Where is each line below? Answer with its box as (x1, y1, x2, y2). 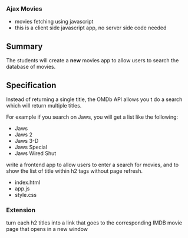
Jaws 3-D (14, 137, 39, 144)
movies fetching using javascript (14, 18, 94, 25)
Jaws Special (14, 143, 47, 150)
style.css (14, 191, 37, 198)
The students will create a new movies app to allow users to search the (6, 57, 179, 64)
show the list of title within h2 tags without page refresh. (6, 167, 143, 175)
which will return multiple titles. (6, 102, 82, 109)
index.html (14, 179, 41, 186)
